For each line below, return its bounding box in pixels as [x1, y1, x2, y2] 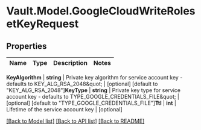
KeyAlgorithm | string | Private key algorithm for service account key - [6, 74, 183, 81]
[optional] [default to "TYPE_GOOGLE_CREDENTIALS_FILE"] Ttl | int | [6, 99, 177, 107]
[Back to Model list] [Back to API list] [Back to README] [6, 117, 145, 125]
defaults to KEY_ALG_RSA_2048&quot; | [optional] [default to [6, 80, 158, 87]
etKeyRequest [6, 17, 79, 31]
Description [53, 59, 88, 67]
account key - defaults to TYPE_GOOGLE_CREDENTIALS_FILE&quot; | [6, 93, 180, 100]
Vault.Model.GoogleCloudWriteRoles [6, 4, 196, 18]
